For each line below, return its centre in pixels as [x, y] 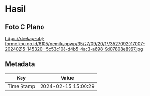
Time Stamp [21, 86]
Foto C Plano [25, 27]
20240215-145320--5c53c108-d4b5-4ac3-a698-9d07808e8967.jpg [74, 49]
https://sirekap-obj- [25, 38]
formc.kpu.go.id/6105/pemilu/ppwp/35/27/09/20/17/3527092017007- [75, 44]
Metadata [20, 64]
